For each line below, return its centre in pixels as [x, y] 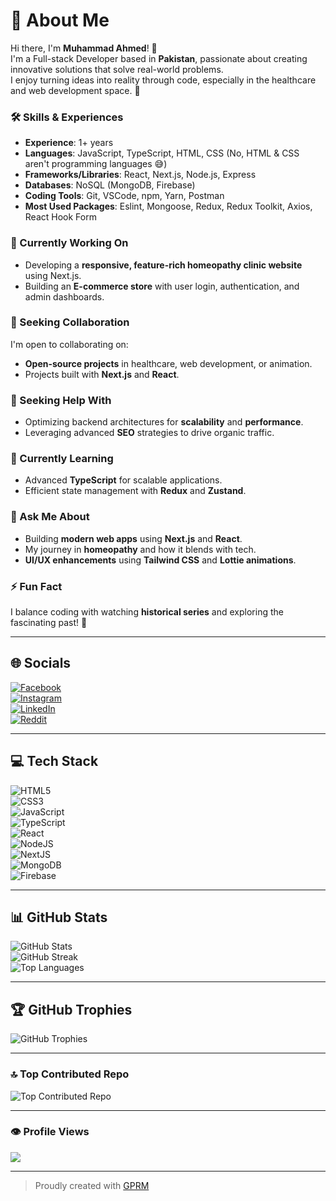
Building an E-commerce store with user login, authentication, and [162, 286]
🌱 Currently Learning [62, 459]
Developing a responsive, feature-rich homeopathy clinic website [163, 265]
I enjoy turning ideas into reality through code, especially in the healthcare [163, 80]
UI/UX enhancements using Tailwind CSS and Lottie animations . [160, 560]
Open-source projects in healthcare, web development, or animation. [168, 363]
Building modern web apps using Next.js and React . [133, 538]
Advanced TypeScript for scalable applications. [123, 480]
